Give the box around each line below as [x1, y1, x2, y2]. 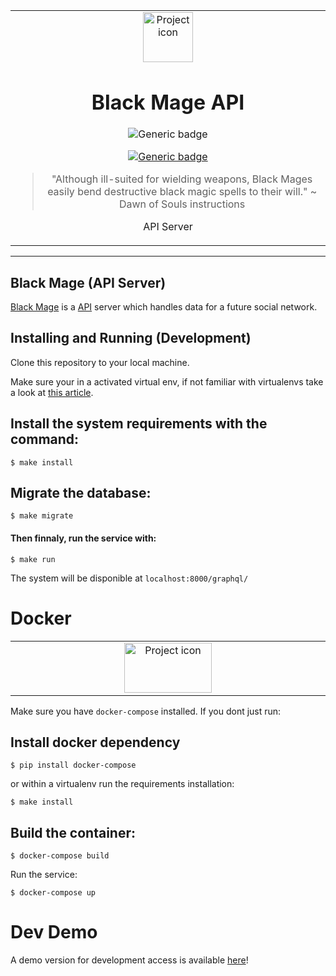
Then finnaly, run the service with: [10, 532, 157, 544]
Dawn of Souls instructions [118, 197, 246, 211]
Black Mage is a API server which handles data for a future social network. [10, 301, 318, 313]
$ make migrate [10, 511, 74, 521]
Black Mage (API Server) [10, 274, 167, 291]
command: [10, 431, 80, 448]
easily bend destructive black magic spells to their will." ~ [47, 185, 318, 199]
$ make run [10, 554, 56, 564]
